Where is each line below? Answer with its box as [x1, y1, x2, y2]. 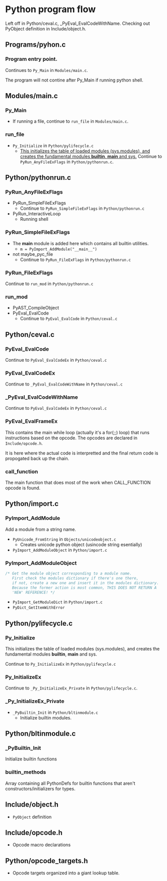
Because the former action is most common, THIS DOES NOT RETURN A [12, 585, 157, 590]
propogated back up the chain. [5, 455, 70, 462]
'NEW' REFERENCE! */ [12, 590, 55, 595]
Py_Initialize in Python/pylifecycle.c [12, 142, 94, 148]
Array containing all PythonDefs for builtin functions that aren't [5, 780, 135, 786]
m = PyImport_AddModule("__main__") [20, 247, 97, 252]
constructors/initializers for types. [5, 785, 76, 791]
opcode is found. [5, 485, 41, 491]
